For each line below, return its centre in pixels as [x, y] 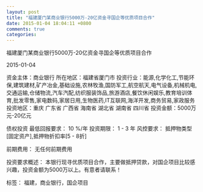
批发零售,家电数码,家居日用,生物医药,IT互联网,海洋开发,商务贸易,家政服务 [104, 101]
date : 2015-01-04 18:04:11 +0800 [49, 23]
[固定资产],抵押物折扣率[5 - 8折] [46, 136]
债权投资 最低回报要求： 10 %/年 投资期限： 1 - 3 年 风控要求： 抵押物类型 [99, 129]
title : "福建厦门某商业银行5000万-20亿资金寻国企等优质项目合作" [81, 18]
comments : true [26, 29]
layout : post [23, 12]
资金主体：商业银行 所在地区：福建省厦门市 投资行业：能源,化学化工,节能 [98, 77]
